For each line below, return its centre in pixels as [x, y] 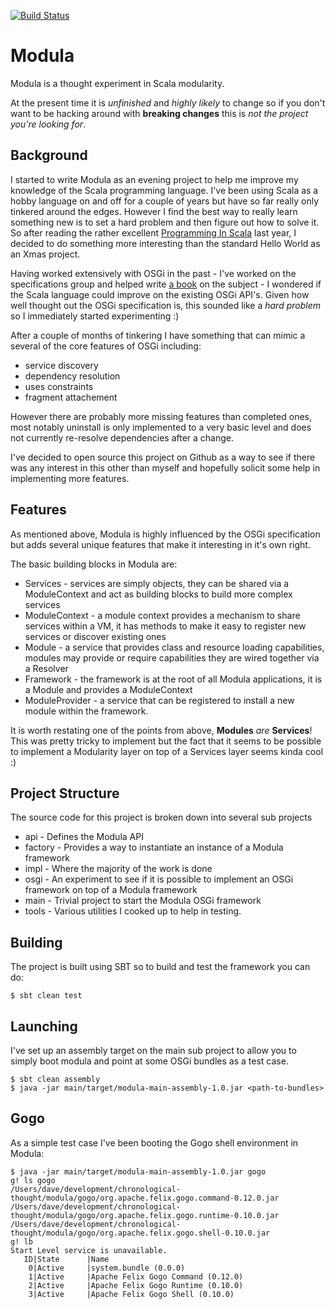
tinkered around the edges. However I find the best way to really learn [154, 211]
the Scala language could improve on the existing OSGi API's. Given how [160, 294]
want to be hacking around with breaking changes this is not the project [159, 113]
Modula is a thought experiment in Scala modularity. [117, 83]
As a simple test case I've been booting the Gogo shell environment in [154, 1142]
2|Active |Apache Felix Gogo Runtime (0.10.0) [136, 1285]
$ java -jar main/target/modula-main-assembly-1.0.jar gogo [138, 1171]
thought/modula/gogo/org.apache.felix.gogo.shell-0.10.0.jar [140, 1233]
